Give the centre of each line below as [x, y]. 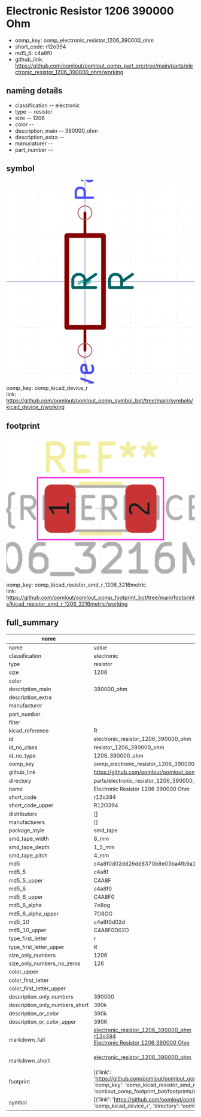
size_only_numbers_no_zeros [45, 963]
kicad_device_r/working [35, 407]
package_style [27, 831]
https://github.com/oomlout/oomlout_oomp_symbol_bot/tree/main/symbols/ [100, 401]
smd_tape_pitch [28, 855]
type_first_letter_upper [36, 947]
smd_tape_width [29, 839]
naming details [34, 91]
